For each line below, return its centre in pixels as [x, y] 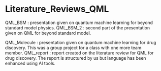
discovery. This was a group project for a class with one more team [73, 47]
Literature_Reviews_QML [57, 9]
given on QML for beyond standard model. [48, 33]
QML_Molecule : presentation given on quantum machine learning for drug [81, 42]
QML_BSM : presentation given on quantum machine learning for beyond [79, 23]
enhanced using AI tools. [30, 63]
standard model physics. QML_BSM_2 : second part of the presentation [78, 27]
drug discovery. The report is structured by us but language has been [76, 58]
